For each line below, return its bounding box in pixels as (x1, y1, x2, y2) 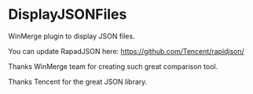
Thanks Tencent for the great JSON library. (8, 77, 148, 86)
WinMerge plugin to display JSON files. (8, 31, 135, 41)
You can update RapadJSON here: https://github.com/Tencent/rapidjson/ (8, 46, 245, 56)
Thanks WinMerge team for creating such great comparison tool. (8, 61, 218, 71)
